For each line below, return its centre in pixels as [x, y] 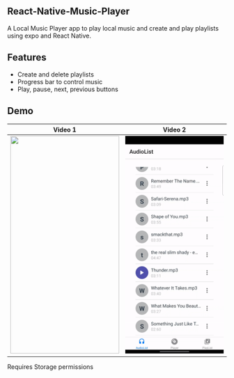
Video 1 [65, 129]
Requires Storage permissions [50, 367]
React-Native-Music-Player [69, 11]
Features [27, 57]
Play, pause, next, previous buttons [68, 89]
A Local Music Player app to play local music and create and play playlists [113, 28]
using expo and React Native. [49, 36]
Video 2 [174, 129]
